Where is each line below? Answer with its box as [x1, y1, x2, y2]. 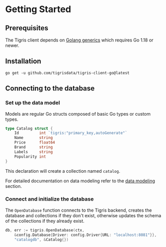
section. [5, 183, 22, 189]
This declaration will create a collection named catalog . [5, 168, 120, 174]
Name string [14, 135, 53, 140]
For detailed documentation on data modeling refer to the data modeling [5, 178, 155, 184]
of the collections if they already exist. [5, 218, 85, 224]
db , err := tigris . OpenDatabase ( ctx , [5, 227, 85, 233]
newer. [5, 42, 19, 48]
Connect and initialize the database [5, 195, 94, 203]
